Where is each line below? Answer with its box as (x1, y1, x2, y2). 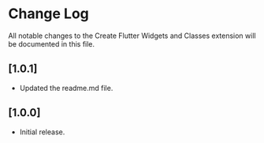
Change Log (8, 5, 89, 23)
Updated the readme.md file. (19, 83, 113, 92)
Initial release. (19, 127, 65, 137)
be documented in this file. (8, 39, 95, 48)
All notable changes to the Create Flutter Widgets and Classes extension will (8, 31, 256, 40)
